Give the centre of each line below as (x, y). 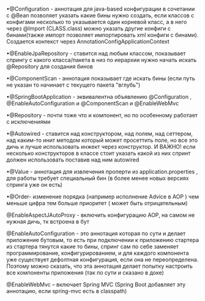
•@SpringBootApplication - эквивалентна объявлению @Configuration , (99, 97)
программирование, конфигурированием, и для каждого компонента (98, 253)
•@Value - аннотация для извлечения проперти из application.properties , (102, 172)
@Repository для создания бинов (50, 66)
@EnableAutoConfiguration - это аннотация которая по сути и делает (96, 233)
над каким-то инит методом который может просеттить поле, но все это (102, 140)
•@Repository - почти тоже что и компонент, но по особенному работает (102, 115)
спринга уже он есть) (35, 185)
